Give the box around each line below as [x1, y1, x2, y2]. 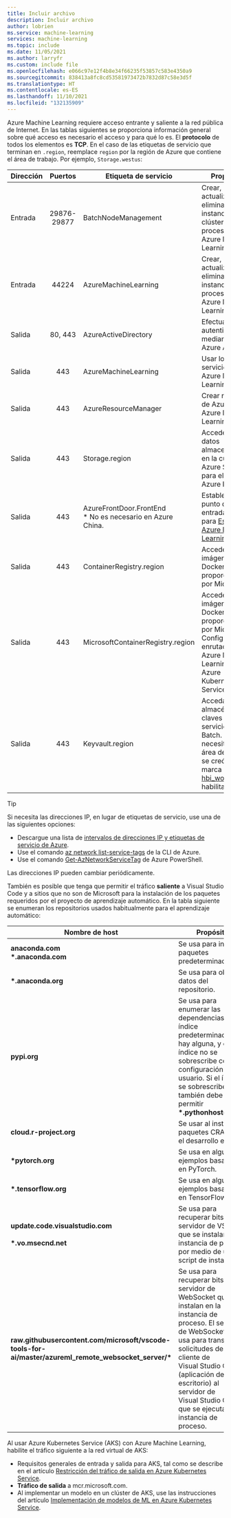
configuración [178, 1064, 223, 1074]
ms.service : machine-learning [7, 29, 94, 36]
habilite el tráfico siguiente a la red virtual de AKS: [7, 1446, 148, 1454]
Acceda [201, 696, 227, 705]
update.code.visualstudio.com [10, 1221, 112, 1231]
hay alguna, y [178, 1039, 221, 1048]
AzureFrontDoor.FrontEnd [82, 503, 166, 513]
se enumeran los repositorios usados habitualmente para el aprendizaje [7, 903, 210, 912]
